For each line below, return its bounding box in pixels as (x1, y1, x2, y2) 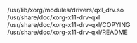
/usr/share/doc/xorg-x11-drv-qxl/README (7, 28, 128, 36)
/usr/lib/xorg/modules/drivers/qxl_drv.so (7, 6, 124, 14)
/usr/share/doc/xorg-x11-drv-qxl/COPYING (7, 21, 131, 28)
